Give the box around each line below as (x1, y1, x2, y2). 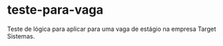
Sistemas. (7, 32, 35, 40)
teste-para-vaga (7, 2, 104, 18)
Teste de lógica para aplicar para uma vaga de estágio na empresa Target (7, 25, 217, 33)
